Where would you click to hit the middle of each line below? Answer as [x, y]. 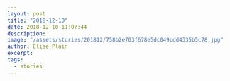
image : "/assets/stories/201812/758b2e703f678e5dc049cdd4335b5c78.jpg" [115, 40]
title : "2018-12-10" [38, 20]
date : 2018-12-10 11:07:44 [47, 27]
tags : [15, 60]
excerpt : [20, 54]
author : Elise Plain [38, 46]
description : [27, 33]
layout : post [27, 14]
